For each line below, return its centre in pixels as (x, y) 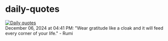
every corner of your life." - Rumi (39, 33)
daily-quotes (32, 9)
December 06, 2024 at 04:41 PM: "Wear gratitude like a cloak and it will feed (84, 28)
